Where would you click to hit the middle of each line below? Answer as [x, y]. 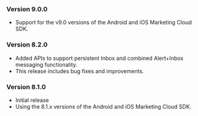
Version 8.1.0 [26, 87]
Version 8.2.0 [27, 45]
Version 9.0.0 [27, 9]
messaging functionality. [46, 64]
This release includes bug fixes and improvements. [79, 71]
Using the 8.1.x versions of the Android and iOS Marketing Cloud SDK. [103, 106]
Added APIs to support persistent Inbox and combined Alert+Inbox [99, 58]
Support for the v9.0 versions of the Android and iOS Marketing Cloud [103, 23]
